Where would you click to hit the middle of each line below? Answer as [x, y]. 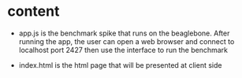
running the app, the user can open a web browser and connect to [127, 41]
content [34, 11]
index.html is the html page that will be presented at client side [120, 65]
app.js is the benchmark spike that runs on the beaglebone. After [124, 33]
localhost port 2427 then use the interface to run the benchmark [123, 50]
